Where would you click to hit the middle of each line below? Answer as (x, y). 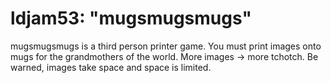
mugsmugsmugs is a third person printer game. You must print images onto (166, 46)
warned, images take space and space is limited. (111, 67)
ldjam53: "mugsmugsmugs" (131, 18)
